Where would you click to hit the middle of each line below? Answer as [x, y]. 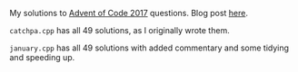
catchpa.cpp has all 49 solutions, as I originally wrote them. [119, 30]
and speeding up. [42, 57]
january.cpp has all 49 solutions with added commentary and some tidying [149, 48]
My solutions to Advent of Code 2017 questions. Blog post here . [129, 13]
